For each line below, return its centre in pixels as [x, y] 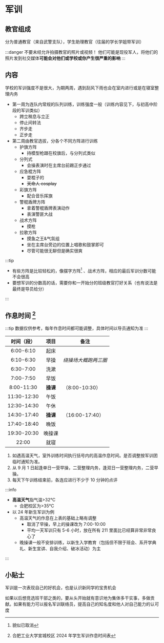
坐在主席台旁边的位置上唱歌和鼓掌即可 [65, 245]
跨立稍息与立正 [34, 116]
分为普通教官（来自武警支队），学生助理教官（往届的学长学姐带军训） [74, 42]
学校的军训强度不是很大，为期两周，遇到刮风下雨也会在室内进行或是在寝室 [80, 87]
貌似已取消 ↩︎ [25, 625]
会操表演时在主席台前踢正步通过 [59, 165]
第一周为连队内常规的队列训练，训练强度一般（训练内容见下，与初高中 [83, 104]
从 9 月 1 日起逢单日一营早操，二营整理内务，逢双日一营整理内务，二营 [83, 468]
